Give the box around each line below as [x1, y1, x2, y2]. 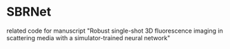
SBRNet [6, 4, 52, 20]
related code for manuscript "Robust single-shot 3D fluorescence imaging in [6, 27, 223, 35]
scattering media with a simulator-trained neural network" [6, 33, 171, 42]
